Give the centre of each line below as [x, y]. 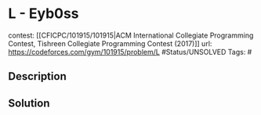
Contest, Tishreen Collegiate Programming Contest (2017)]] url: [110, 43]
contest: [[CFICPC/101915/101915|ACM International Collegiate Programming [131, 35]
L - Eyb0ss [44, 14]
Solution [29, 103]
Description [37, 76]
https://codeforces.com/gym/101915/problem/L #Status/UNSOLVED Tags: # [130, 52]
